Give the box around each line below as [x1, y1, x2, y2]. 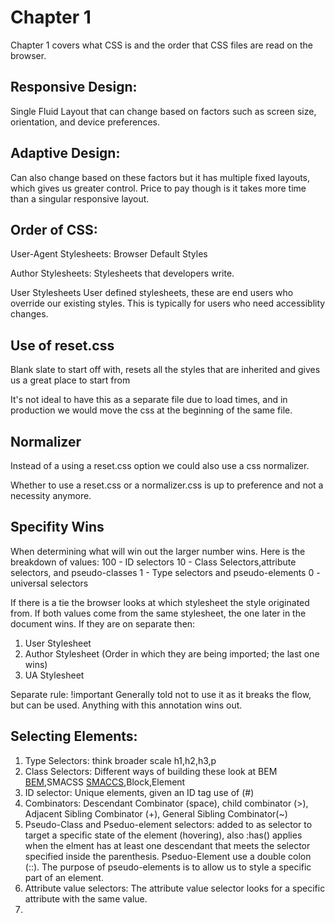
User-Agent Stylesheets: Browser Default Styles [10, 248, 208, 260]
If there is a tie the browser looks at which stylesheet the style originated [10, 596, 310, 608]
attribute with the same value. [24, 892, 148, 905]
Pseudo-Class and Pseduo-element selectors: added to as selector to [24, 818, 313, 830]
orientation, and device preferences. [10, 116, 160, 128]
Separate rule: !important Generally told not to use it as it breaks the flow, [10, 688, 312, 700]
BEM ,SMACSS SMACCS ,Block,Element [24, 776, 186, 788]
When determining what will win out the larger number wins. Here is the [10, 545, 306, 557]
